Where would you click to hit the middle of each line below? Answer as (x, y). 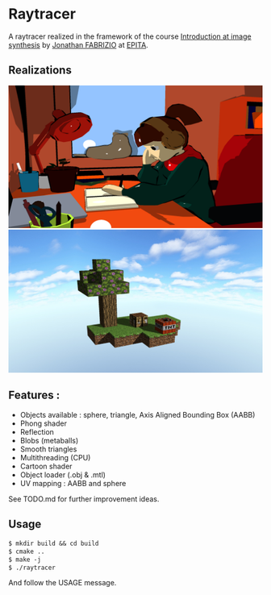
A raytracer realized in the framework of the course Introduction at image (130, 36)
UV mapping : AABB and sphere (73, 483)
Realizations (40, 71)
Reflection (37, 431)
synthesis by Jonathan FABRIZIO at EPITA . (79, 44)
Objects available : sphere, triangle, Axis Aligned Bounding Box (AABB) (138, 414)
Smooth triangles (48, 449)
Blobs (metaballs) (49, 440)
